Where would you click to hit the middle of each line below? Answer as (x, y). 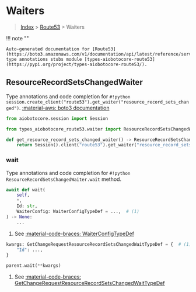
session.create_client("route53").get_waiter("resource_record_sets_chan (98, 102)
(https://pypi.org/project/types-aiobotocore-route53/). (77, 64)
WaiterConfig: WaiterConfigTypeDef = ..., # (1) (78, 212)
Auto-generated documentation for (48, 49)
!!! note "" (17, 38)
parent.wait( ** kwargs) (34, 266)
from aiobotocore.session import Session (57, 118)
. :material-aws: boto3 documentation (64, 108)
